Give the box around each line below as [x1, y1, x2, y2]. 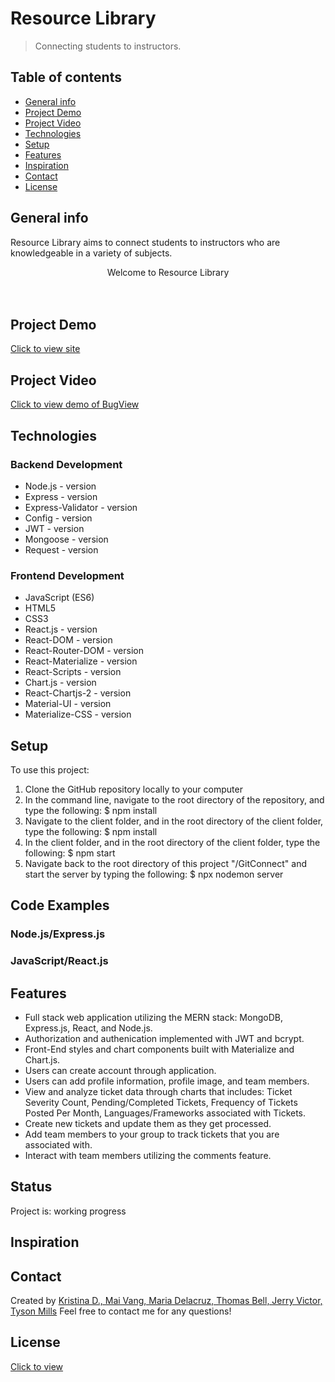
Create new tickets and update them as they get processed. [24, 1118, 272, 1130]
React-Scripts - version [24, 666, 122, 678]
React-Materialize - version [24, 655, 138, 667]
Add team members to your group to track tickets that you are [24, 1128, 280, 1141]
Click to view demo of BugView [10, 398, 140, 411]
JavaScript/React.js [10, 954, 109, 968]
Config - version [24, 512, 93, 524]
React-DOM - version [24, 634, 113, 646]
